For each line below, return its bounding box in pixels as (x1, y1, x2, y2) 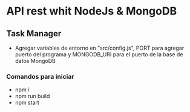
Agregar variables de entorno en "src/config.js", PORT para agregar (15, 44, 185, 51)
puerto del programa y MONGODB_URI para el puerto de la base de (15, 51, 183, 58)
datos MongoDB (15, 58, 56, 64)
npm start (15, 99, 39, 107)
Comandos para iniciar (6, 72, 74, 81)
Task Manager (6, 28, 62, 39)
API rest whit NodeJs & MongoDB (6, 4, 177, 18)
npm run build (15, 93, 50, 100)
